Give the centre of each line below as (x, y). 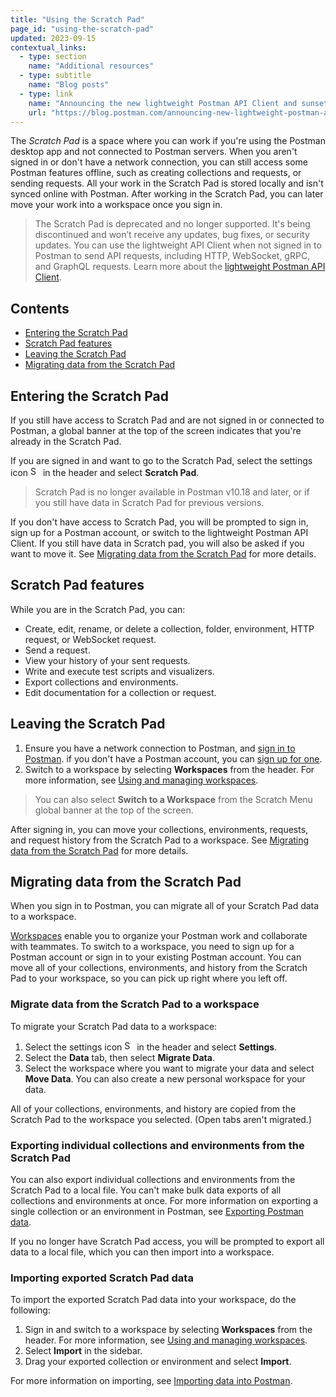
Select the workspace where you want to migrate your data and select (169, 1068)
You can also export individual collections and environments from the (153, 1180)
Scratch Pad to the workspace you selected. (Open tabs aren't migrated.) (161, 1119)
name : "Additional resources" (91, 66)
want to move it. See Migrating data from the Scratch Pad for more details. (163, 554)
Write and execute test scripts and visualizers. (119, 671)
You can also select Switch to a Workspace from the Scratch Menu (173, 799)
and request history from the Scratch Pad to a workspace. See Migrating (160, 840)
